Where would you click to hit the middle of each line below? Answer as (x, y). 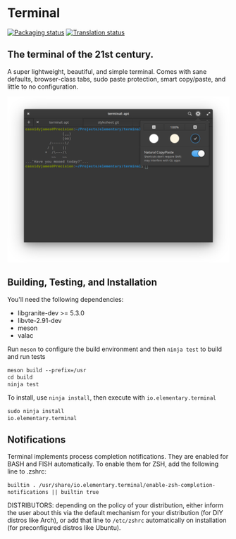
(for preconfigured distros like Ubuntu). (64, 528)
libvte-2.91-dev (39, 320)
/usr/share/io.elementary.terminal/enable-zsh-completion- (127, 486)
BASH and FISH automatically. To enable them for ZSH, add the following (113, 464)
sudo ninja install (36, 411)
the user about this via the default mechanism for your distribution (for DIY (115, 513)
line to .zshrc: (27, 471)
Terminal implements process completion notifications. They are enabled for (118, 457)
